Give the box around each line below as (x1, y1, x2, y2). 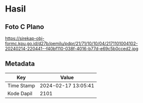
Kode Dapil (7, 90, 33, 97)
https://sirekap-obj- (5, 35, 45, 41)
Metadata (5, 59, 35, 68)
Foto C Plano (5, 23, 44, 31)
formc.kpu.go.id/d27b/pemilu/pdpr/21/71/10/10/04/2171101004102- (5, 41, 138, 46)
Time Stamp (7, 82, 36, 89)
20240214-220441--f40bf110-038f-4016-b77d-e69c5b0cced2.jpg (5, 46, 139, 51)
